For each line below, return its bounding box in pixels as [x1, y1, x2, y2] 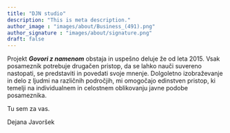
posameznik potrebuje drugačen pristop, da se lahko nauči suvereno [7, 62, 202, 70]
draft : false [7, 36, 45, 43]
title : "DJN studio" [7, 10, 67, 17]
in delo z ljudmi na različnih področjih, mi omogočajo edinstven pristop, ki [7, 76, 216, 85]
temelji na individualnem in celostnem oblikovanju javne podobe [7, 84, 188, 92]
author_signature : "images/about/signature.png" [7, 29, 153, 37]
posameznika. [7, 91, 47, 100]
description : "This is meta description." [7, 17, 131, 23]
